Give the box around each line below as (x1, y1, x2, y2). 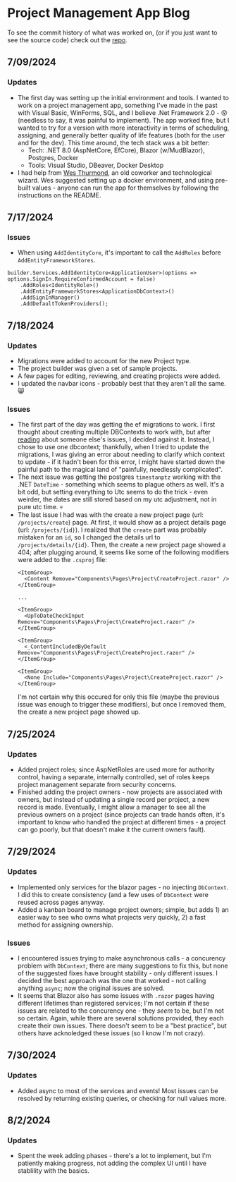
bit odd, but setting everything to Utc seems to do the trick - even (17, 488, 209, 496)
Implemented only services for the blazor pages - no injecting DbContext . (17, 883, 229, 891)
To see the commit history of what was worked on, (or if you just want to (7, 28, 218, 37)
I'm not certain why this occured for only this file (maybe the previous (17, 693, 220, 701)
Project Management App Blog (7, 5, 190, 21)
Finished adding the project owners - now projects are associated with (17, 788, 223, 796)
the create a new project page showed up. (17, 707, 141, 717)
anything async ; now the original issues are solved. (17, 984, 165, 992)
